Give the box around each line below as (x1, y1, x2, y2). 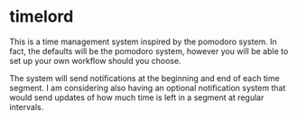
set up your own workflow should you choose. (9, 55, 182, 66)
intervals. (9, 101, 44, 112)
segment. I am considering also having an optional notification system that (9, 82, 286, 93)
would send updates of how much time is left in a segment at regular (9, 92, 265, 103)
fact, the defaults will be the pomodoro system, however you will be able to (9, 45, 289, 56)
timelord (9, 6, 74, 27)
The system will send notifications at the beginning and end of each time (9, 72, 280, 83)
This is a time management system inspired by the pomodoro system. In (9, 36, 277, 47)
